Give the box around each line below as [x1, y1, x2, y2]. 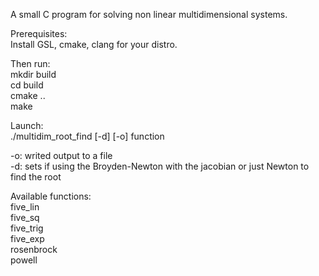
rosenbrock [10, 244, 58, 255]
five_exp [10, 233, 45, 244]
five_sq [10, 212, 40, 223]
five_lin [10, 201, 40, 213]
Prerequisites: [10, 28, 68, 39]
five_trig [10, 222, 44, 234]
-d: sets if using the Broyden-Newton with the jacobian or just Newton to [10, 160, 310, 172]
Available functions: [10, 190, 92, 202]
